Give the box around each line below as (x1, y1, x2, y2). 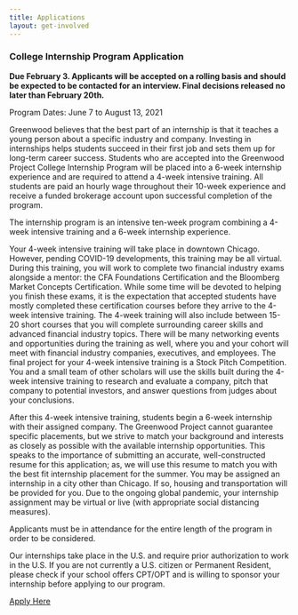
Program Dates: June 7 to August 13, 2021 (9, 107, 163, 117)
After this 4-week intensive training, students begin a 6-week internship (9, 411, 273, 422)
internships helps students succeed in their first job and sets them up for (9, 143, 276, 154)
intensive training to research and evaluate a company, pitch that (30, 375, 269, 387)
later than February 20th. (9, 90, 105, 100)
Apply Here (9, 595, 51, 606)
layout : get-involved (9, 21, 90, 30)
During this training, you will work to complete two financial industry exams (9, 262, 285, 273)
